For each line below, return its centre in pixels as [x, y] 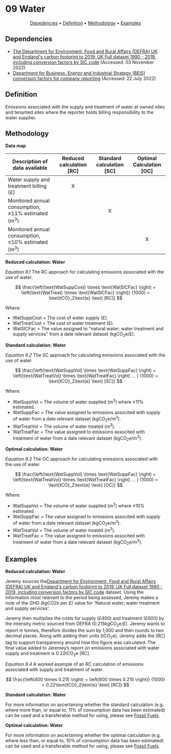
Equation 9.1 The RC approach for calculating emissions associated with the [85, 272]
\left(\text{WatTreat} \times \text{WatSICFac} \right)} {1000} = [85, 293]
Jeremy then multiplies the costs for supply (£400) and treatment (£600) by [85, 618]
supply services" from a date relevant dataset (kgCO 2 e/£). [74, 334]
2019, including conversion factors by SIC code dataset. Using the [75, 592]
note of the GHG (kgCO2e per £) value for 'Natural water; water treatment [82, 603]
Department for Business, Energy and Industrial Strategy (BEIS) [79, 73]
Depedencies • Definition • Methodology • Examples [85, 23]
